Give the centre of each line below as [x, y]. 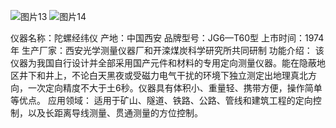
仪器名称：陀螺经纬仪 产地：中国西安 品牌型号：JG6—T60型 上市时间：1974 [167, 38]
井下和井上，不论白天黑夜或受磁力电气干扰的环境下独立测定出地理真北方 [167, 75]
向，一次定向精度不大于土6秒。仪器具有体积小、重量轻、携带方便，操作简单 [166, 88]
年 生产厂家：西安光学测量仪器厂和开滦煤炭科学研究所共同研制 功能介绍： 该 [167, 50]
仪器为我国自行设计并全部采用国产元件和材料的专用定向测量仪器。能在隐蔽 [163, 63]
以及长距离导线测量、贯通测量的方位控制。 [115, 113]
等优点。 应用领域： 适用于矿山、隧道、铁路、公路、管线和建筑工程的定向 [161, 100]
